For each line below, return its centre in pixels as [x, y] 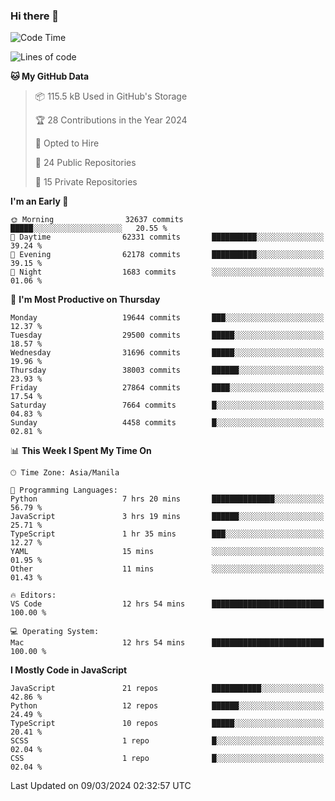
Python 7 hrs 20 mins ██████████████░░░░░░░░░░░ [167, 499]
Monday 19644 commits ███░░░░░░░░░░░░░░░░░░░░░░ [167, 318]
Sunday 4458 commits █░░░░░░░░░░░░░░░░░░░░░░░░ [167, 423]
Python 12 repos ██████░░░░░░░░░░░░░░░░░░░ [167, 706]
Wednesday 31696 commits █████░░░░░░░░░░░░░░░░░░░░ [167, 353]
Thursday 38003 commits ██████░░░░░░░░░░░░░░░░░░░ [167, 370]
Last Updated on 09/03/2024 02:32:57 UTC [101, 786]
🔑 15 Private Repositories [86, 182]
